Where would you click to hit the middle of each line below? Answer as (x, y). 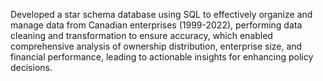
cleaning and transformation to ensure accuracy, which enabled (141, 35)
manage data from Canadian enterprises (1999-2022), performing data (156, 25)
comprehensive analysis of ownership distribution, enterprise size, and (156, 46)
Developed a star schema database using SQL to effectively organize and (161, 14)
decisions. (31, 67)
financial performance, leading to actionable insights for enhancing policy (162, 57)
